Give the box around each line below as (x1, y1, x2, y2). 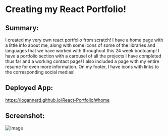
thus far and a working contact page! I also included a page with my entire (5, 58, 160, 64)
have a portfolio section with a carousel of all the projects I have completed (5, 53, 161, 59)
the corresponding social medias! (5, 69, 75, 75)
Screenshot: (5, 112, 45, 120)
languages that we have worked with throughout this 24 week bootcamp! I (5, 48, 160, 53)
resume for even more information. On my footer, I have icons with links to (5, 64, 159, 70)
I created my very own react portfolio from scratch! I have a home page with (5, 37, 163, 43)
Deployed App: (5, 84, 53, 92)
